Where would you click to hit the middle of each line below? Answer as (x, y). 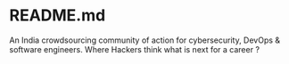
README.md (58, 16)
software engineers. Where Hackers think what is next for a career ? (135, 49)
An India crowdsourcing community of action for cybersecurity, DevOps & (145, 40)
